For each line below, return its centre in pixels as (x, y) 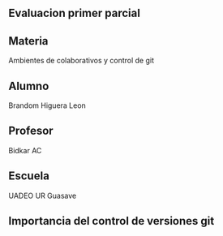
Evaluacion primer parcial (74, 13)
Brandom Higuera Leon (47, 105)
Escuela (29, 176)
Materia (28, 41)
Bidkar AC (25, 150)
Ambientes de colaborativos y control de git (81, 61)
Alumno (29, 86)
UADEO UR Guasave (43, 195)
